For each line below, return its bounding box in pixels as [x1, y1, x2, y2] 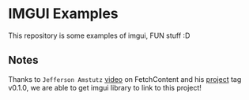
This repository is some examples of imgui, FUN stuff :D [8, 31, 191, 40]
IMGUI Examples [8, 5, 119, 23]
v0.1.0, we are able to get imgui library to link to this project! [8, 83, 202, 92]
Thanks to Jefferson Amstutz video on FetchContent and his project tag [8, 74, 242, 83]
